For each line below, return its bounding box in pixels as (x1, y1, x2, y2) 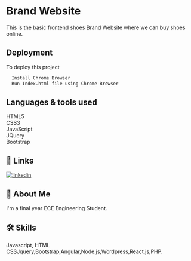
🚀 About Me (6, 189, 51, 199)
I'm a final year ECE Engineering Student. (6, 204, 107, 211)
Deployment (6, 48, 53, 58)
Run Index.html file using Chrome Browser (11, 81, 119, 87)
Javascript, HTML (6, 241, 50, 248)
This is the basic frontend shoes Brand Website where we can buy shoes (6, 24, 186, 31)
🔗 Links (6, 155, 34, 165)
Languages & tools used (6, 97, 97, 107)
